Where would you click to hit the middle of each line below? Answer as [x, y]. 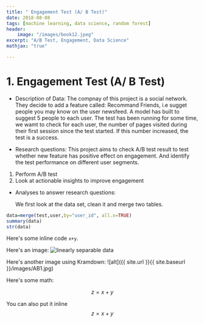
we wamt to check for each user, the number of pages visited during [101, 124]
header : [16, 29]
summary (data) [24, 221]
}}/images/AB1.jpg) [30, 269]
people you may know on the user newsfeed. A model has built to [97, 111]
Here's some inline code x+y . [42, 238]
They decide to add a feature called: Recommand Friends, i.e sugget [101, 105]
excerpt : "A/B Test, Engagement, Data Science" [68, 40]
